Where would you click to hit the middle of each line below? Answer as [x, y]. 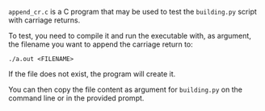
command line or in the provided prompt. [76, 98]
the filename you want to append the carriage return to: [101, 44]
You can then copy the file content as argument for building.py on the [125, 89]
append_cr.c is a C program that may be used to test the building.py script [132, 12]
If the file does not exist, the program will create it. [92, 74]
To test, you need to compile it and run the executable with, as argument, [130, 36]
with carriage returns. [44, 20]
